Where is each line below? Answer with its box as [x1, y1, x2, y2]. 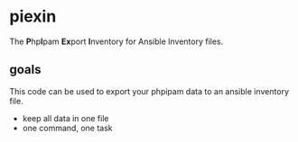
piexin [9, 6, 57, 27]
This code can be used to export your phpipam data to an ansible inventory [9, 85, 289, 96]
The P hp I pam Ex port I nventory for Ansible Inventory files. [9, 36, 224, 47]
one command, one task [22, 122, 113, 133]
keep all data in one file [22, 112, 109, 123]
